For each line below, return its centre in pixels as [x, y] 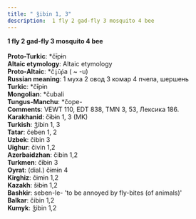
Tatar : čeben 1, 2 [32, 132]
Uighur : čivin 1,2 [31, 147]
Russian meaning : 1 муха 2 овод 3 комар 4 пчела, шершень [98, 78]
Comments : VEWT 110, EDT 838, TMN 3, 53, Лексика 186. [93, 109]
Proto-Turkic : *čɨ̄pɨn [37, 56]
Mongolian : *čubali [36, 94]
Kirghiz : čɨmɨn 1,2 [33, 177]
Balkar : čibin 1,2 [31, 200]
